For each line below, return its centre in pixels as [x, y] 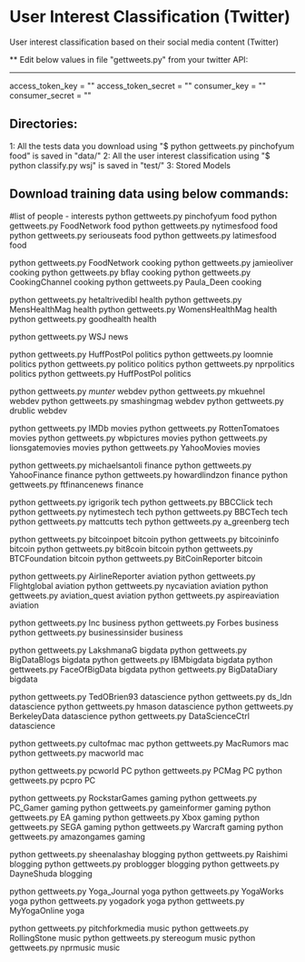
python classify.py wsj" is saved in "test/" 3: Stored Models [120, 165]
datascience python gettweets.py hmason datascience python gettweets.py [151, 706]
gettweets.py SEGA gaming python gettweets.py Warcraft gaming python [147, 826]
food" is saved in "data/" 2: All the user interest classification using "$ [140, 156]
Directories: [44, 124]
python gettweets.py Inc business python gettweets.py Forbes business [144, 623]
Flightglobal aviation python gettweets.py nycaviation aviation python [139, 585]
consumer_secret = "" [50, 95]
